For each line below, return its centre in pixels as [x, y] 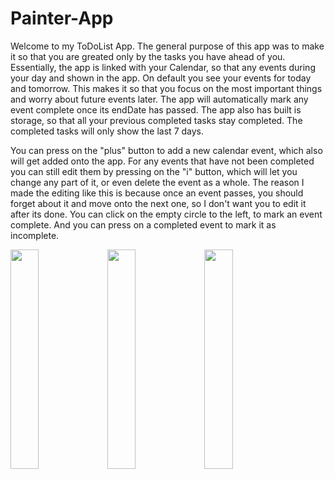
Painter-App [62, 18]
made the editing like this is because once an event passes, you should [157, 193]
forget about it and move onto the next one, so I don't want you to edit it [158, 203]
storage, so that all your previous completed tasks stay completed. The [156, 120]
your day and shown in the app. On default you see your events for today [161, 78]
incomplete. [35, 235]
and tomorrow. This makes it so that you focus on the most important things [166, 88]
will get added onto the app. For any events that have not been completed [162, 161]
